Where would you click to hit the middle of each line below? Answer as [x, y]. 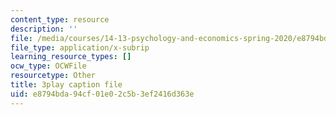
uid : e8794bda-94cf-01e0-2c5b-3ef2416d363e [102, 94]
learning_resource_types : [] [71, 57]
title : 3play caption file [66, 85]
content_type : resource [60, 19]
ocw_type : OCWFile [48, 66]
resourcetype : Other [53, 76]
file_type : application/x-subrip [80, 47]
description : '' [44, 29]
